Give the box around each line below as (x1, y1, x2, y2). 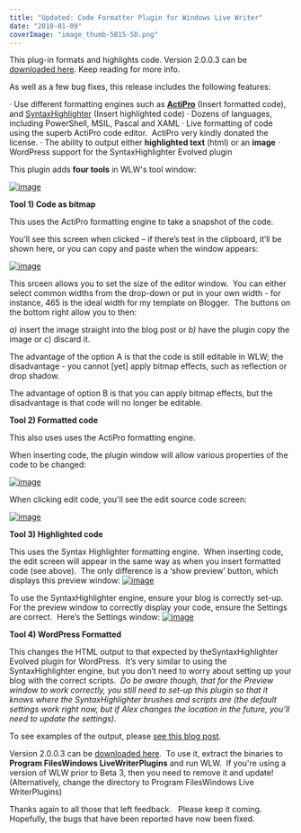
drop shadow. (9, 371, 60, 381)
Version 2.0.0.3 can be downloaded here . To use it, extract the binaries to (9, 748, 283, 759)
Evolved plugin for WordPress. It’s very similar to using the (9, 656, 227, 667)
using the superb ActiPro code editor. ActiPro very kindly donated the (9, 128, 269, 139)
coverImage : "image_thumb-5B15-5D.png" (9, 30, 159, 39)
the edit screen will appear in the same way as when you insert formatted (9, 556, 281, 567)
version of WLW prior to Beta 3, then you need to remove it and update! (9, 767, 274, 778)
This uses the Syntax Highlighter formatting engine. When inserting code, (9, 546, 284, 558)
